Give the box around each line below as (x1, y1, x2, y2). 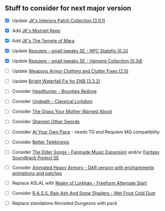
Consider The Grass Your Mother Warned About (12, 109, 112, 115)
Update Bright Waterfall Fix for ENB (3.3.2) (12, 78, 100, 84)
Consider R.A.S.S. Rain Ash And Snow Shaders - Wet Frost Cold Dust (12, 190, 156, 196)
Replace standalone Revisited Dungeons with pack (12, 200, 118, 206)
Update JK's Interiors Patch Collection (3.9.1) (12, 17, 105, 23)
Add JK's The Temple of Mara (12, 37, 75, 43)
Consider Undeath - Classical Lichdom (12, 98, 93, 104)
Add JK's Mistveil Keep (12, 27, 61, 33)
